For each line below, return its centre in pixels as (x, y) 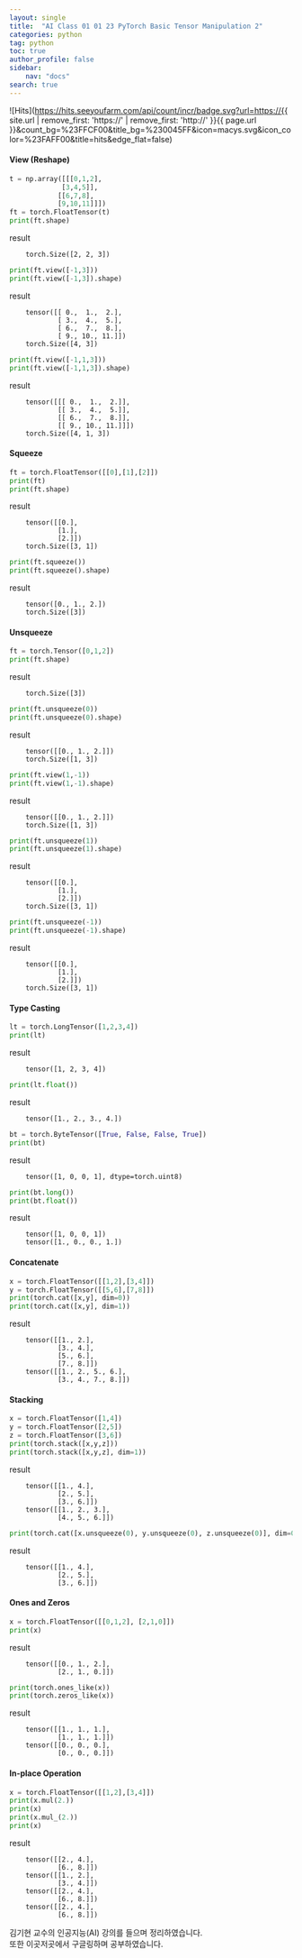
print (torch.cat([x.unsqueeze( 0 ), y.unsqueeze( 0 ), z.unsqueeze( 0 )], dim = (151, 1533)
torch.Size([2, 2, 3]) (68, 255)
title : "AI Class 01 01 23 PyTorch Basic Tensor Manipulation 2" (136, 26)
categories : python (46, 34)
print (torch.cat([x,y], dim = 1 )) (70, 1307)
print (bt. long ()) (42, 1192)
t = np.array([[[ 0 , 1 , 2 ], (56, 178)
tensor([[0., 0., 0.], (68, 1745)
